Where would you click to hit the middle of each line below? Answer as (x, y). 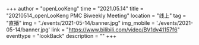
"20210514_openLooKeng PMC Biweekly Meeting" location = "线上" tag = (96, 15)
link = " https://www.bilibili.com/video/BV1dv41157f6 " (116, 30)
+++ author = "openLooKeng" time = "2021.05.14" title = (75, 9)
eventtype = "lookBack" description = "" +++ (61, 36)
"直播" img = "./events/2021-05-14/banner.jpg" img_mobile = (81, 23)
